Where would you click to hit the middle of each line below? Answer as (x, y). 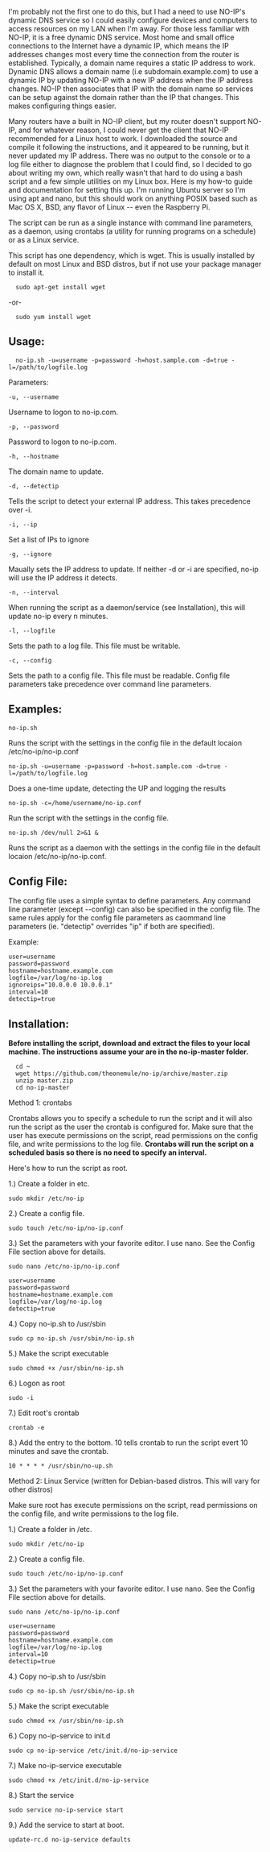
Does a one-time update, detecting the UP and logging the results (117, 788)
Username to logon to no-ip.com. (63, 412)
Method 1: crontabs (40, 1102)
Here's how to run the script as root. (68, 1169)
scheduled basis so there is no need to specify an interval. (108, 1152)
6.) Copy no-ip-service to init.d (59, 1736)
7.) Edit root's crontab (44, 1413)
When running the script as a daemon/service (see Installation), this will (127, 607)
